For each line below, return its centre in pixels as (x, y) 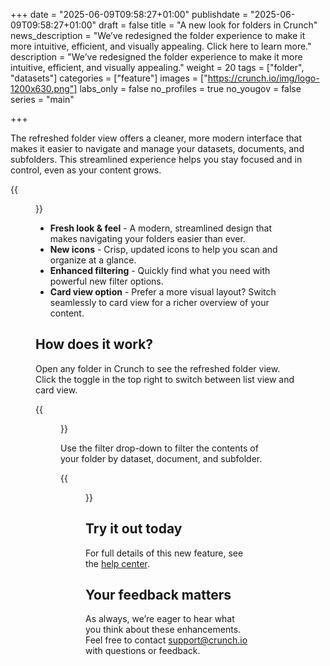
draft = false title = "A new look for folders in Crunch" (208, 25)
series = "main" (42, 99)
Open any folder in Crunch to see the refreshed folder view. (158, 368)
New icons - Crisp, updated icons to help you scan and (163, 249)
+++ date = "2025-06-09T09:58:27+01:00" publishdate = (129, 14)
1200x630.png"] (44, 88)
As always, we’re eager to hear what (160, 619)
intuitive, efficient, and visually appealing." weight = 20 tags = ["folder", (157, 67)
